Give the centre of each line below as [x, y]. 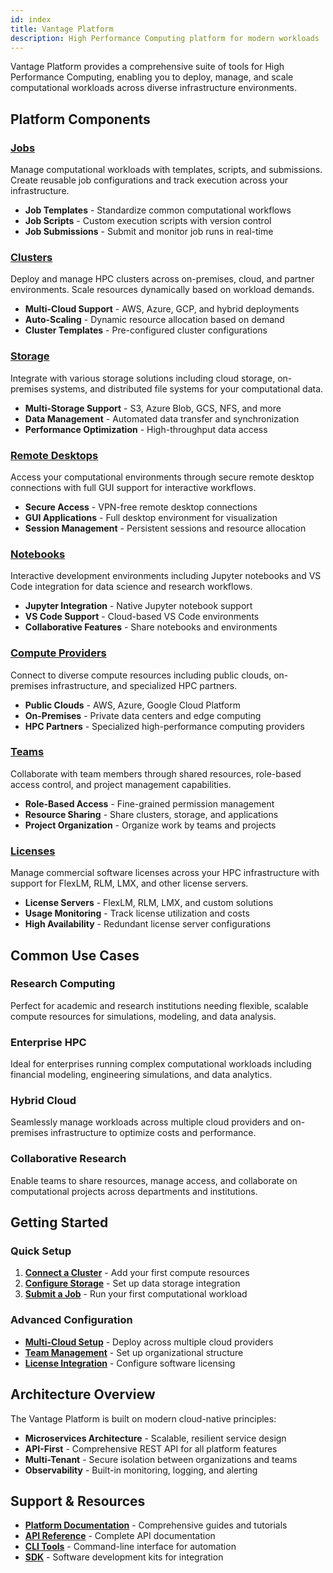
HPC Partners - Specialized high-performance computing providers [164, 726]
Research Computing [63, 984]
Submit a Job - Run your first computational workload [136, 1294]
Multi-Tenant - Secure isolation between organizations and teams [161, 1459]
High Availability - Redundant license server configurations [148, 924]
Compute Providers [58, 653]
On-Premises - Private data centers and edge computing [143, 715]
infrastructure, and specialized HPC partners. [144, 685]
